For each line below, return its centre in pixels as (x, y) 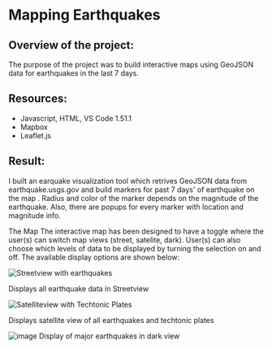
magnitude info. (35, 215)
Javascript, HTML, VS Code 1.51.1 (76, 118)
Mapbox (34, 127)
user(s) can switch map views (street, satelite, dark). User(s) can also (125, 240)
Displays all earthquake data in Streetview (78, 288)
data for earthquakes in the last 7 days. (74, 73)
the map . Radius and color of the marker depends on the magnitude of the (134, 198)
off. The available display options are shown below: (94, 257)
